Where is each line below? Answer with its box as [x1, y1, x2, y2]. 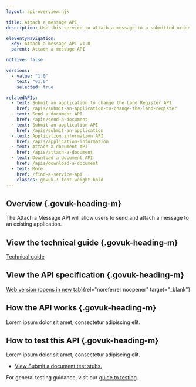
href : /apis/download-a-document [16, 160, 99, 166]
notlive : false [6, 57, 43, 63]
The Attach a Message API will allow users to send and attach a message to [6, 214, 189, 221]
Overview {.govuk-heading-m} [6, 199, 122, 209]
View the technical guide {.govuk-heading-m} [6, 237, 178, 247]
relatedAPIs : [6, 95, 38, 101]
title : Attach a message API [6, 19, 77, 25]
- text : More [11, 166, 43, 171]
